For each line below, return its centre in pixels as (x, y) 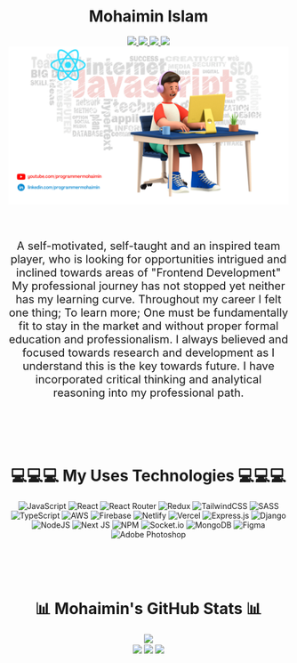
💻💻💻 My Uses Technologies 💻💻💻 (148, 476)
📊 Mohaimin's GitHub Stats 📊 (148, 608)
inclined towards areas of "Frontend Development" (148, 273)
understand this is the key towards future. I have (148, 366)
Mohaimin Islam (148, 16)
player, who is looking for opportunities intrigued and (148, 259)
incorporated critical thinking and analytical (148, 380)
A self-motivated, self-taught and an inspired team (148, 246)
